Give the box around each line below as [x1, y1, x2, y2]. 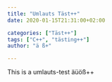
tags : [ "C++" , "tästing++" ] [7, 36, 90, 43]
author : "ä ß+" [7, 43, 52, 50]
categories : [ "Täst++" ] [7, 29, 77, 36]
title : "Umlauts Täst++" [7, 10, 80, 18]
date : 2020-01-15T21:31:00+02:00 [7, 17, 106, 24]
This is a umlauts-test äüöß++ [7, 68, 95, 76]
